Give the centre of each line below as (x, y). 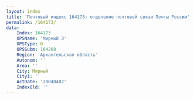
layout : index (23, 11)
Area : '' (27, 66)
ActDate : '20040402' (42, 82)
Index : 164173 (34, 33)
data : (13, 28)
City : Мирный (33, 71)
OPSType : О (30, 44)
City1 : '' (29, 76)
